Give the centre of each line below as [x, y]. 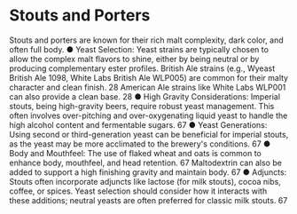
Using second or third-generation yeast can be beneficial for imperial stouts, [149, 134]
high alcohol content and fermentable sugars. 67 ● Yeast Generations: [138, 124]
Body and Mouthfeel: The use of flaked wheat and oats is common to [135, 153]
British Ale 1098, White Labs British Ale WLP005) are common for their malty [149, 77]
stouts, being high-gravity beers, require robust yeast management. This [142, 106]
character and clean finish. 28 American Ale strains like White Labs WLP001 [148, 87]
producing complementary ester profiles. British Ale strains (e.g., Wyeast [142, 68]
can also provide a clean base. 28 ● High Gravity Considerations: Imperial [145, 96]
